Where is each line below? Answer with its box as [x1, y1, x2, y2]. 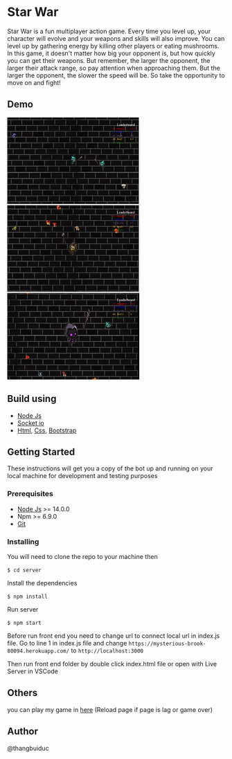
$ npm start [7, 619, 42, 626]
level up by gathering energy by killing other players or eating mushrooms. [7, 42, 220, 50]
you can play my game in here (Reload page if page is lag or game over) [7, 705, 213, 713]
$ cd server [7, 567, 42, 574]
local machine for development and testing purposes [7, 472, 158, 480]
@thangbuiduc [7, 744, 50, 752]
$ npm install [7, 593, 48, 600]
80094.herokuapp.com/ [7, 648, 70, 655]
